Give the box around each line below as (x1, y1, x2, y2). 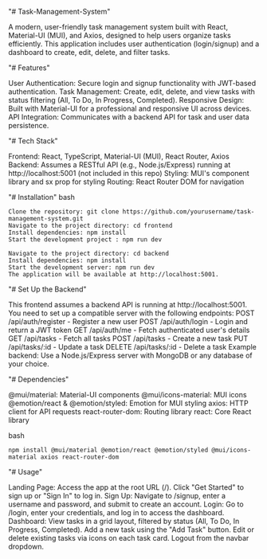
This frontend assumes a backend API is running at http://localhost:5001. (8, 300, 248, 309)
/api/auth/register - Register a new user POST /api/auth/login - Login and (8, 317, 249, 326)
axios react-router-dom (40, 453, 120, 461)
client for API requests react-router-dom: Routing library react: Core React (8, 407, 252, 416)
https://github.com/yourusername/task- (122, 208, 255, 216)
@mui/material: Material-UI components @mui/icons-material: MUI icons (8, 390, 247, 399)
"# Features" (8, 63, 50, 72)
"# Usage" (8, 467, 43, 476)
